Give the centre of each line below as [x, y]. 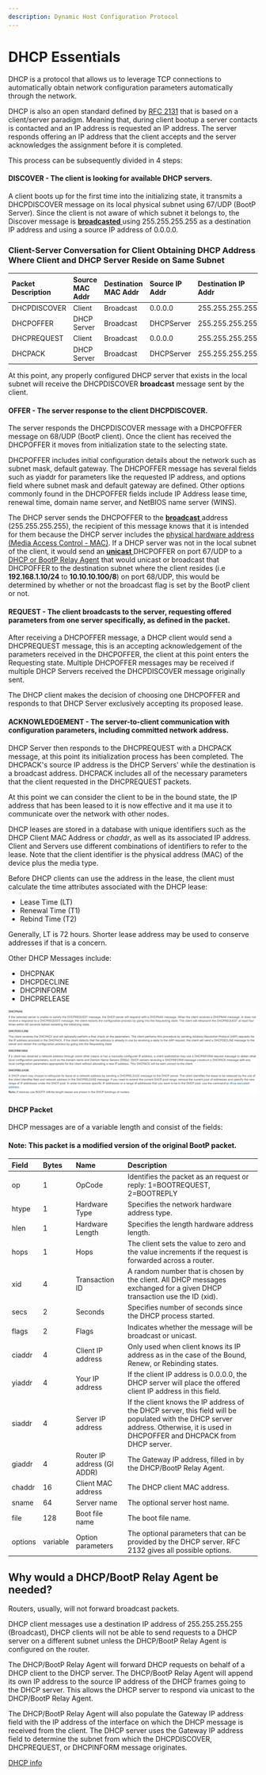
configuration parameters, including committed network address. [119, 730]
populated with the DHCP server [180, 1419]
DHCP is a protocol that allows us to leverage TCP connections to [115, 78]
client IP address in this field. [175, 1391]
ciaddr [22, 1355]
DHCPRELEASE [45, 998]
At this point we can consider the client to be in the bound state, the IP [123, 797]
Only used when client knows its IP [184, 1346]
